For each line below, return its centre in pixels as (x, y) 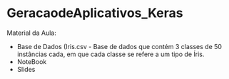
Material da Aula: (31, 33)
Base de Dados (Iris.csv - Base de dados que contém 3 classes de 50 (119, 46)
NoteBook (32, 61)
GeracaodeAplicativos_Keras (95, 13)
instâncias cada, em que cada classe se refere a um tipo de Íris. (111, 54)
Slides (26, 69)
